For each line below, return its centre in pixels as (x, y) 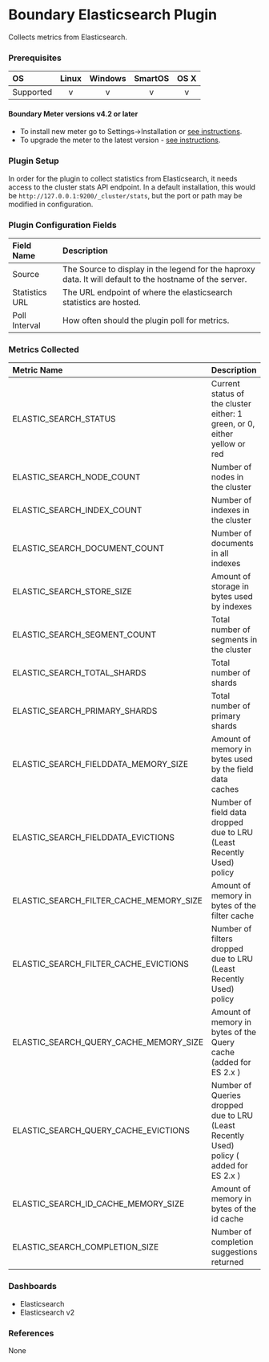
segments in (234, 640)
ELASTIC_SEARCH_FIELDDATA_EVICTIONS (93, 838)
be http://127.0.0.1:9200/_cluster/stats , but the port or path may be (125, 195)
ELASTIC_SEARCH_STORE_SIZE (72, 592)
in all (220, 553)
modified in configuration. (51, 204)
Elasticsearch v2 (47, 1312)
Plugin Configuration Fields (63, 225)
